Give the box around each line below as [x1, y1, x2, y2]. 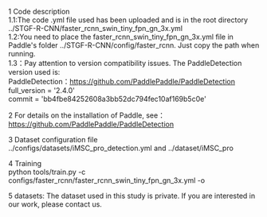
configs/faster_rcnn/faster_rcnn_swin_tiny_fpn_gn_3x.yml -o [8, 176, 206, 185]
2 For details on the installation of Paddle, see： [8, 110, 166, 120]
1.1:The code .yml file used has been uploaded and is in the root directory [8, 15, 249, 25]
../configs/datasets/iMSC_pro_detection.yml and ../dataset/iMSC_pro [8, 143, 234, 153]
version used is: [8, 68, 61, 76]
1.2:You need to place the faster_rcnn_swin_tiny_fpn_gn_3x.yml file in [8, 32, 234, 41]
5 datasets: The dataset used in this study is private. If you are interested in [8, 191, 256, 200]
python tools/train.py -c [8, 167, 86, 176]
